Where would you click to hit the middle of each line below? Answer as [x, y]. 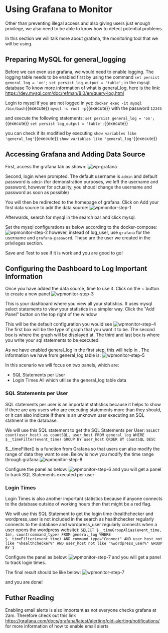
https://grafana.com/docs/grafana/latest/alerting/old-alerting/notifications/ [82, 620]
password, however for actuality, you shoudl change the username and [78, 187]
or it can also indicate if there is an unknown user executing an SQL [75, 415]
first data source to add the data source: [47, 207]
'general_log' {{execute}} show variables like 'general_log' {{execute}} [81, 138]
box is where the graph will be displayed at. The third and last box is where [82, 335]
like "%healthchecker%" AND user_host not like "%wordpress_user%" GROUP [84, 543]
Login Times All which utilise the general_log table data [69, 380]
